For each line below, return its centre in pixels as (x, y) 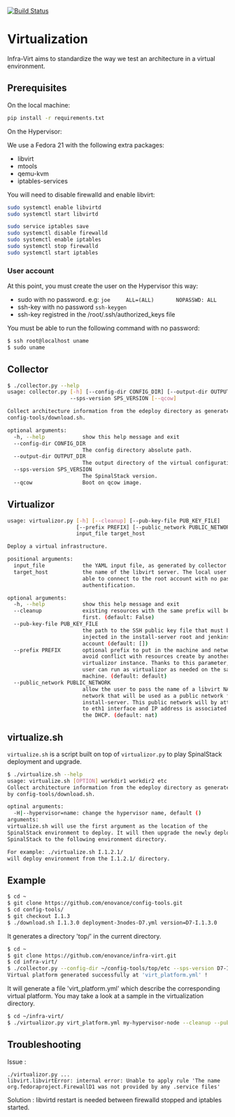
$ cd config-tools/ (36, 910)
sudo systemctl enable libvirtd (54, 207)
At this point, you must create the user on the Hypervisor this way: (103, 286)
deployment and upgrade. (44, 761)
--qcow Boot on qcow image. (78, 482)
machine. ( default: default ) (125, 676)
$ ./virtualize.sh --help (45, 774)
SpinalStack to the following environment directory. (87, 839)
